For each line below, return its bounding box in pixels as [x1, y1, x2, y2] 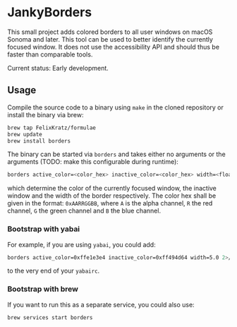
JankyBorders [7, 4, 92, 20]
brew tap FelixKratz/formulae [7, 124, 97, 131]
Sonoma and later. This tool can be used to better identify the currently [7, 35, 214, 43]
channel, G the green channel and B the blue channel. [7, 206, 161, 215]
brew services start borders [7, 314, 93, 321]
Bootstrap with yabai [7, 224, 80, 234]
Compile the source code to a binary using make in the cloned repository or [7, 103, 224, 112]
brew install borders [7, 137, 71, 145]
